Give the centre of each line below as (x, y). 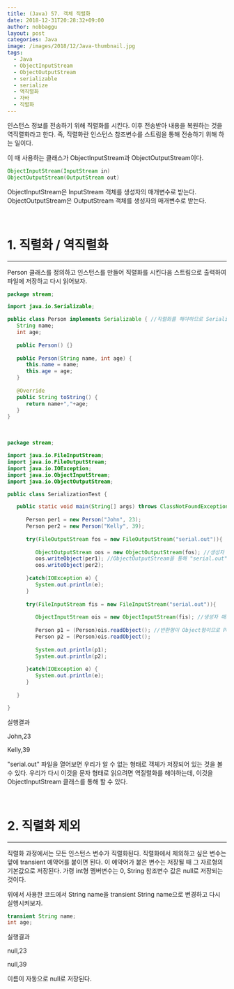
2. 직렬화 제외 (44, 826)
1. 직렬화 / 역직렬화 (58, 245)
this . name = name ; (52, 365)
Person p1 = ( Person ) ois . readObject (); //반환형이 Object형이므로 (128, 630)
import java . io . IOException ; (49, 468)
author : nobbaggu (32, 27)
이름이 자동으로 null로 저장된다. (49, 979)
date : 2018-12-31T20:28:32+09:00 (56, 20)
